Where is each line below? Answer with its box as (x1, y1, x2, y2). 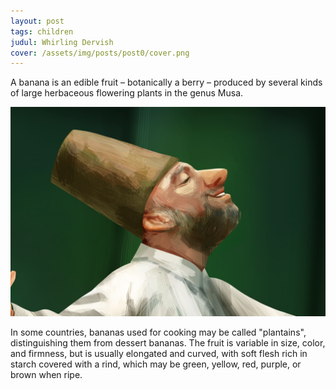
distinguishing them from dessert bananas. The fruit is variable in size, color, (10, 336, 326, 349)
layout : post (10, 16, 65, 26)
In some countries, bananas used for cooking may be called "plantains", (10, 326, 307, 338)
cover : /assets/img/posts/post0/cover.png (10, 48, 190, 58)
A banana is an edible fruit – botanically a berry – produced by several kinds (10, 76, 323, 89)
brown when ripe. (10, 368, 83, 380)
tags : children (10, 26, 74, 37)
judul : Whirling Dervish (10, 37, 114, 47)
